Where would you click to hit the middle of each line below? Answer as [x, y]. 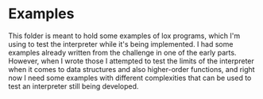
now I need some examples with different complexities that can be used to [130, 78]
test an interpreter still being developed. [73, 86]
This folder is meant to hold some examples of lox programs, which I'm [124, 36]
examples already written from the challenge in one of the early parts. [122, 52]
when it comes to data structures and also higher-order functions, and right [132, 69]
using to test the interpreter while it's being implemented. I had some [121, 44]
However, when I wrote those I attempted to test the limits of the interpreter [131, 61]
